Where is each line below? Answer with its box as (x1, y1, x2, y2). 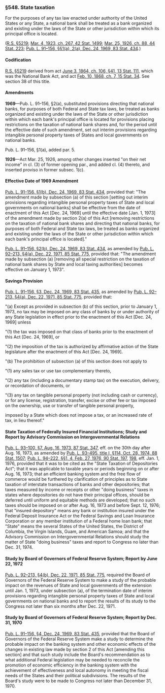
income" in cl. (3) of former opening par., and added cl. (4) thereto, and (5, 162, 150, 167)
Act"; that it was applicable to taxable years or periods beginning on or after (5, 466, 159, 472)
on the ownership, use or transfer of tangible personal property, (5, 403, 134, 409)
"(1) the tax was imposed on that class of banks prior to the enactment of (5, 329, 154, 335)
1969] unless (5, 319, 31, 325)
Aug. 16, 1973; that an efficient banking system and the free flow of (5, 471, 141, 477)
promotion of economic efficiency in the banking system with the (5, 662, 137, 668)
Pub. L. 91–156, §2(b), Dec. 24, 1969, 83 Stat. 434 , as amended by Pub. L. (5, 245, 154, 251)
